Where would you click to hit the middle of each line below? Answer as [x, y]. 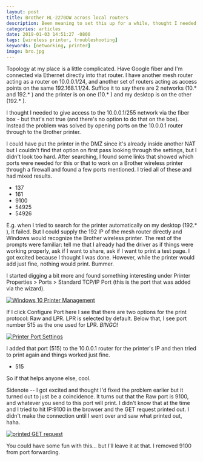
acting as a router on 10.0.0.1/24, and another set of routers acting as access [102, 81]
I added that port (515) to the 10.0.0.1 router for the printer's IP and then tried [101, 348]
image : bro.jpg [25, 52]
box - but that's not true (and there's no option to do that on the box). [93, 119]
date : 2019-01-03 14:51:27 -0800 [48, 35]
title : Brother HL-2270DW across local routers [68, 18]
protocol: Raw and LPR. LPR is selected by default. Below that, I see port [97, 318]
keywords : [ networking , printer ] [48, 46]
